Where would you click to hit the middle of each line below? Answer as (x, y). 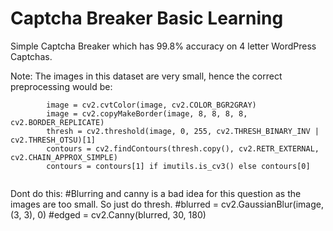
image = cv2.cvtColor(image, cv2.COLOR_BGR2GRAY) (151, 105)
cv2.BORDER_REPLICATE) (57, 122)
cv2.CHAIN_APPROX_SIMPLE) (64, 157)
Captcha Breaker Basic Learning (147, 18)
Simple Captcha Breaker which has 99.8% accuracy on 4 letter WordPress (163, 46)
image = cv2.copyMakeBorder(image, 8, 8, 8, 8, (147, 113)
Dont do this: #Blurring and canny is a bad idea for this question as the (156, 193)
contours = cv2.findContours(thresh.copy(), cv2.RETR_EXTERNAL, (183, 148)
